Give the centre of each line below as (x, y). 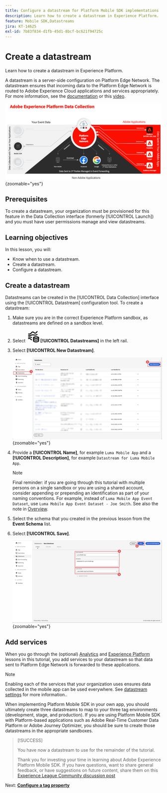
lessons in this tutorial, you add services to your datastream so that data (79, 659)
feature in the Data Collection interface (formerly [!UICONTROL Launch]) (80, 216)
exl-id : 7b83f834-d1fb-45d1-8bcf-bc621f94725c (54, 32)
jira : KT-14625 (21, 26)
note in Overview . (30, 509)
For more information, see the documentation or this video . (65, 96)
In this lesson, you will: (28, 250)
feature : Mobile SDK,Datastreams (40, 21)
